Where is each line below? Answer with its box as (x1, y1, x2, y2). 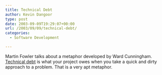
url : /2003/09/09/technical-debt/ (5, 26, 77, 31)
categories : (5, 30, 30, 35)
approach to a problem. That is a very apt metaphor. (5, 63, 112, 70)
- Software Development (9, 35, 59, 40)
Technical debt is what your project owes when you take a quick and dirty (5, 58, 157, 64)
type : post (5, 16, 28, 21)
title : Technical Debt (5, 7, 52, 12)
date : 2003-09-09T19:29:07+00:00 (5, 21, 75, 26)
